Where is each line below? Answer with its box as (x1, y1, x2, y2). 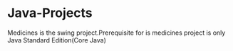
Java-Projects (7, 5, 93, 21)
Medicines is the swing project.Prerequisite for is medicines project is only (7, 28, 226, 37)
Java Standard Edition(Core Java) (7, 35, 107, 44)
